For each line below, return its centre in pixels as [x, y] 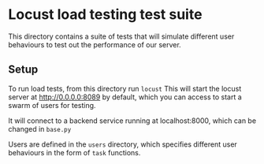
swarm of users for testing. [52, 105]
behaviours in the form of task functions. [74, 152]
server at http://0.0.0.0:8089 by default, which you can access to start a [125, 97]
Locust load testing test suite [105, 15]
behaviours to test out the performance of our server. [95, 44]
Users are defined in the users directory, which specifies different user [123, 144]
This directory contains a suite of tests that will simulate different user [121, 36]
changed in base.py [40, 129]
